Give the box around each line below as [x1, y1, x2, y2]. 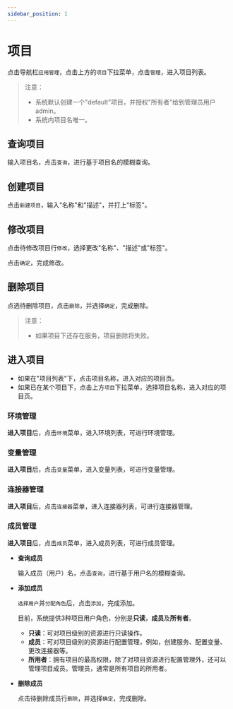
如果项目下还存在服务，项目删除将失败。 [35, 331, 153, 340]
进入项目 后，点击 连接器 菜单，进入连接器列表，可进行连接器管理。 [7, 502, 196, 511]
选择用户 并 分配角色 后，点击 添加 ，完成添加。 [17, 598, 139, 607]
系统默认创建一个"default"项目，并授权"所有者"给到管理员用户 [35, 97, 216, 106]
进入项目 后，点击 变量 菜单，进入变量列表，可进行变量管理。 [7, 465, 179, 474]
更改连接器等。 [28, 646, 72, 655]
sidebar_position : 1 [7, 10, 68, 18]
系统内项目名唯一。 [35, 115, 92, 124]
